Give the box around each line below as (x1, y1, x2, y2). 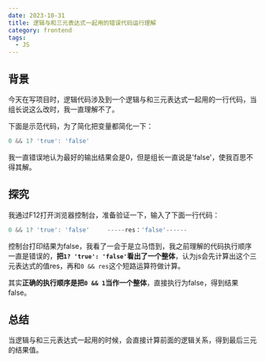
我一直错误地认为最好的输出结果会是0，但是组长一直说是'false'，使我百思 (8, 152, 247, 162)
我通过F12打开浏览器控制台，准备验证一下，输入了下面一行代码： (8, 210, 220, 220)
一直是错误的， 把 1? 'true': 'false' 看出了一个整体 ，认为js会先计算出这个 (8, 251, 250, 261)
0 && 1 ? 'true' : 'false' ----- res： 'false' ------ (8, 226, 188, 234)
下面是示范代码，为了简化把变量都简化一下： (8, 121, 154, 130)
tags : (8, 33, 26, 42)
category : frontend (8, 26, 73, 34)
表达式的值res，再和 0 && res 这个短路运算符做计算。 (14, 261, 185, 270)
